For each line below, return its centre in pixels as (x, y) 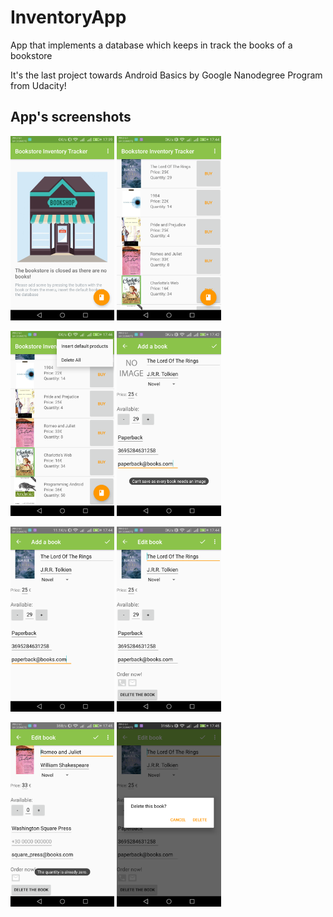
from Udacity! (38, 85)
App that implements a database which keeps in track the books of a (151, 45)
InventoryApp (68, 17)
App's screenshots (71, 117)
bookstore (31, 55)
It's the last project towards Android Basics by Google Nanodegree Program (166, 75)
